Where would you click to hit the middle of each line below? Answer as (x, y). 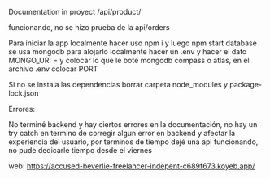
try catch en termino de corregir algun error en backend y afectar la (122, 133)
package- (246, 85)
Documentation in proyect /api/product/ (75, 12)
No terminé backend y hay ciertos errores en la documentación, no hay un (133, 124)
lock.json (24, 93)
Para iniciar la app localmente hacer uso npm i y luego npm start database (133, 43)
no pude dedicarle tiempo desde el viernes (81, 150)
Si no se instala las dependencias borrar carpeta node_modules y (118, 85)
